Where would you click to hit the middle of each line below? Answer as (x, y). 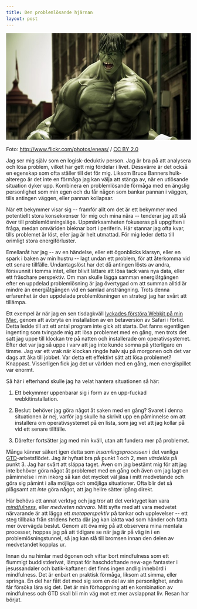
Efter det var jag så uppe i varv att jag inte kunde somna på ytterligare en (94, 345)
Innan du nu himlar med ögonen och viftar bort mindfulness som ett (88, 555)
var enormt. (20, 370)
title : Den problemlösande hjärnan (50, 12)
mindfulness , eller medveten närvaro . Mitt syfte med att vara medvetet (91, 507)
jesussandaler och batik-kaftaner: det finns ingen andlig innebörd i (86, 568)
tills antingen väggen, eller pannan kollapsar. (60, 198)
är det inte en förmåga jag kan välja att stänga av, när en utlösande (108, 179)
